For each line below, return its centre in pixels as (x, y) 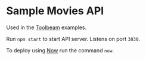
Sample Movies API (55, 11)
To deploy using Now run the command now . (60, 50)
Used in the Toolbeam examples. (46, 27)
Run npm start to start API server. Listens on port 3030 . (73, 39)
